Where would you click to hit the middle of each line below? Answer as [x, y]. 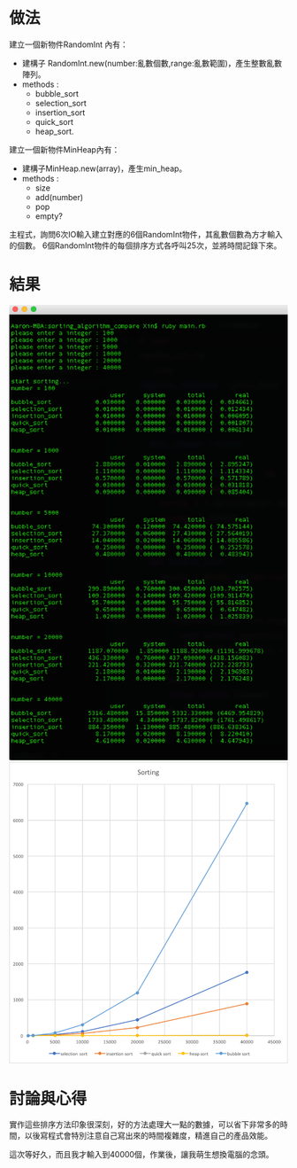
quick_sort [54, 121]
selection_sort [61, 103]
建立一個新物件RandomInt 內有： [69, 44]
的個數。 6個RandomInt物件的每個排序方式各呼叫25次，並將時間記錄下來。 [145, 245]
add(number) [59, 197]
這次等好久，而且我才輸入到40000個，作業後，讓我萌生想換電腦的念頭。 [141, 1155]
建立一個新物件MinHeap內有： [65, 149]
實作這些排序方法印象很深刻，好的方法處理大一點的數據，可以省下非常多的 [145, 1125]
